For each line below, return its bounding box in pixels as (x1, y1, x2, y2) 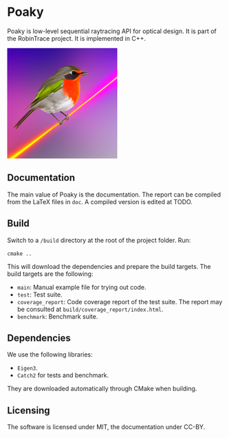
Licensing (7, 404, 50, 416)
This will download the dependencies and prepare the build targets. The (7, 262, 211, 270)
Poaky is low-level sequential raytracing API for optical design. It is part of (7, 27, 217, 35)
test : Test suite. (17, 290, 63, 299)
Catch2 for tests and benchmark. (17, 371, 109, 379)
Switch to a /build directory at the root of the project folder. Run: (7, 236, 191, 244)
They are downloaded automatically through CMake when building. (7, 384, 197, 393)
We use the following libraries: (7, 350, 93, 359)
